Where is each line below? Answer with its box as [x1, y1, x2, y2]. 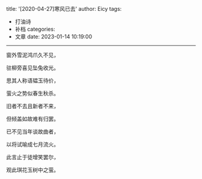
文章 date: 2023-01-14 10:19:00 [14, 33, 93, 40]
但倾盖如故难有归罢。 [6, 115, 59, 122]
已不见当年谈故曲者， [6, 128, 59, 135]
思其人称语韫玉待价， [6, 77, 59, 84]
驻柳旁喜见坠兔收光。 [6, 64, 59, 71]
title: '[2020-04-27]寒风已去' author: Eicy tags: [6, 5, 122, 12]
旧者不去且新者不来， [6, 103, 59, 109]
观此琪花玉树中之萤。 [6, 166, 59, 173]
